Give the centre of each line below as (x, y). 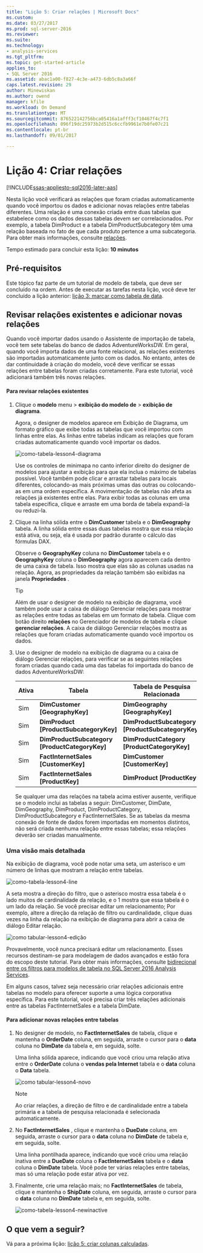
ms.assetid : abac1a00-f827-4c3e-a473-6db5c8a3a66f (71, 79)
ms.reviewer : (23, 34)
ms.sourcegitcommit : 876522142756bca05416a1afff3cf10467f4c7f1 (88, 118)
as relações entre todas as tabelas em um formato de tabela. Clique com (105, 615)
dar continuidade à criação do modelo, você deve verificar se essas (91, 364)
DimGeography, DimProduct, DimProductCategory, (78, 809)
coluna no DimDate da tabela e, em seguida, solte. (78, 1046)
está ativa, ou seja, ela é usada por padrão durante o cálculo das (95, 535)
